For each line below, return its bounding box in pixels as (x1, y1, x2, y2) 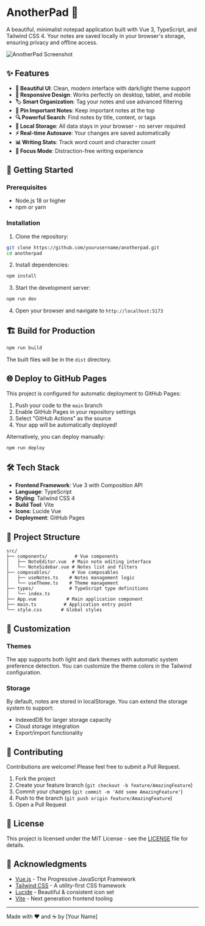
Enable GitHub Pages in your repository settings (15, 408, 136, 415)
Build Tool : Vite (15, 501, 54, 509)
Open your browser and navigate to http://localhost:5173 (15, 307, 164, 314)
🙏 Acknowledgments (6, 859, 87, 870)
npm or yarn (15, 204, 46, 211)
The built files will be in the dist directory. (6, 356, 112, 363)
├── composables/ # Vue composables (6, 570, 119, 576)
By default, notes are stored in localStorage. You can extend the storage (6, 698, 188, 705)
